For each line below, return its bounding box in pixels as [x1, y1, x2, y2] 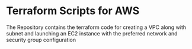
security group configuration [6, 36, 76, 43]
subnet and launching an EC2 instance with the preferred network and [6, 30, 178, 37]
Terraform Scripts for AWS [6, 4, 140, 18]
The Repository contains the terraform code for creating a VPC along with [6, 24, 187, 31]
